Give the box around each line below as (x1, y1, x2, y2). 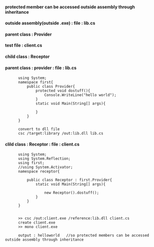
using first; (18, 161, 45, 166)
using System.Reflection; (18, 156, 71, 161)
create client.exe (18, 220, 56, 225)
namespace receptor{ (18, 169, 60, 174)
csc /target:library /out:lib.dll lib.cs (18, 131, 104, 136)
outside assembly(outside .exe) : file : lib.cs (5, 20, 96, 26)
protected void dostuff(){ (36, 88, 91, 94)
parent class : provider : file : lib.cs (5, 65, 77, 71)
